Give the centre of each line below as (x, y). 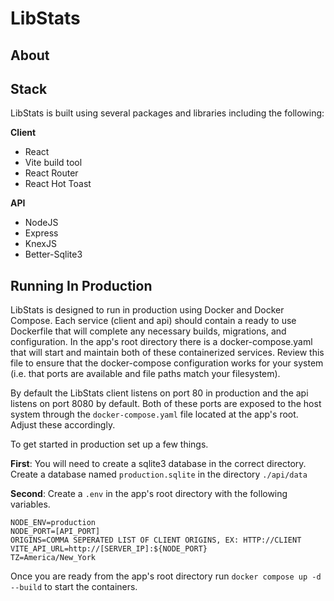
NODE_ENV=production (53, 523)
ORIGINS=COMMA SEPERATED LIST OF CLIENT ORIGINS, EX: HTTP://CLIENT (156, 540)
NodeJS (41, 223)
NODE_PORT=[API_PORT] (55, 532)
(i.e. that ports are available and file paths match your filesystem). (145, 374)
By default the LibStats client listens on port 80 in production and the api (159, 393)
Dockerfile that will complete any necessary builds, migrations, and (148, 331)
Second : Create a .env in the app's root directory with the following (149, 494)
